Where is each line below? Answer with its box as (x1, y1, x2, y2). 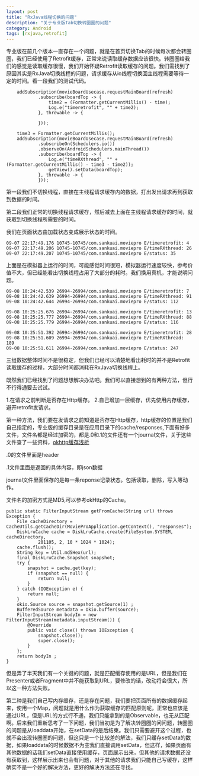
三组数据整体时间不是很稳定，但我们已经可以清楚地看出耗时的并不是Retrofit (6, 357, 191, 364)
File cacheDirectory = (17, 519, 73, 525)
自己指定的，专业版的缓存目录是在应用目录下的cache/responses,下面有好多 (6, 424, 191, 431)
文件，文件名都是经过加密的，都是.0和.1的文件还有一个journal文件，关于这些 (6, 431, 192, 438)
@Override (27, 623, 52, 629)
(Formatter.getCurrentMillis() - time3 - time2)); (6, 162, 134, 168)
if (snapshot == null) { (27, 570, 89, 576)
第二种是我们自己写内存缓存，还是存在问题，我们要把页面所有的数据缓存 (6, 697, 182, 704)
